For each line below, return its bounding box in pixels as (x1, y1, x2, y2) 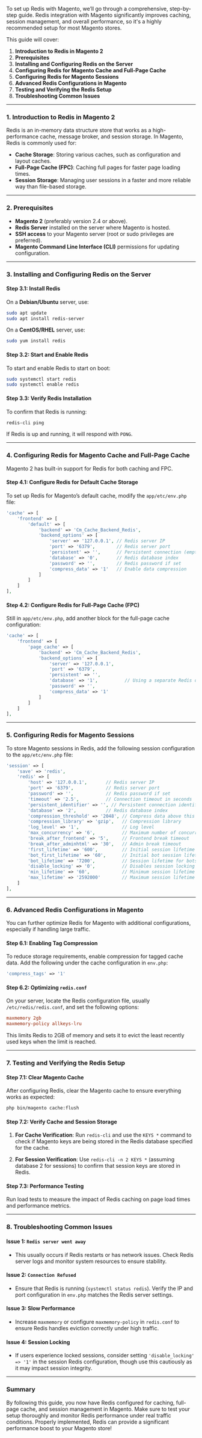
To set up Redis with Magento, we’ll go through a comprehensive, (6, 5, 168, 12)
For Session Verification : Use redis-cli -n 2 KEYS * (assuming (14, 1156, 175, 1163)
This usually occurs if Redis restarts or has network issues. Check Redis (14, 1251, 194, 1258)
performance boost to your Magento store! (6, 1424, 112, 1431)
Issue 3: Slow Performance (6, 1305, 75, 1312)
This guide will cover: (6, 36, 59, 43)
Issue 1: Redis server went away (6, 1238, 86, 1245)
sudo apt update (6, 310, 47, 316)
